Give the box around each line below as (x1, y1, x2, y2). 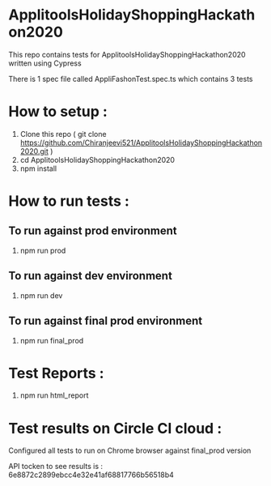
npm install (19, 164, 57, 173)
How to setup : (8, 103, 108, 121)
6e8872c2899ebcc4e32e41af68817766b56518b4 (8, 470, 174, 480)
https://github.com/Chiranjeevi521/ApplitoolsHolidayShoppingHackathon (19, 138, 263, 147)
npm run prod (19, 245, 66, 255)
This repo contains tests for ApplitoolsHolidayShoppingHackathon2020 (8, 49, 246, 59)
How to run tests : (8, 192, 129, 211)
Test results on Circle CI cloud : (8, 419, 222, 437)
